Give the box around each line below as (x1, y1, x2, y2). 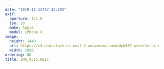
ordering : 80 (5, 52, 32, 57)
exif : (5, 12, 16, 17)
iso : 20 (9, 20, 25, 26)
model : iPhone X (9, 30, 42, 34)
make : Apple (9, 25, 34, 30)
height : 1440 (9, 39, 36, 44)
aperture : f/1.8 (9, 16, 42, 21)
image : (5, 34, 19, 39)
